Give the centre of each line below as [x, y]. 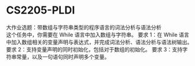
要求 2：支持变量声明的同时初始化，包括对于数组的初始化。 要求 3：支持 [94, 49]
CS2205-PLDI [40, 10]
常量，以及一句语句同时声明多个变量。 [63, 57]
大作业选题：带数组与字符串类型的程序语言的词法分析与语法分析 [84, 27]
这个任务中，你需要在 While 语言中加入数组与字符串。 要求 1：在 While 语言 [98, 34]
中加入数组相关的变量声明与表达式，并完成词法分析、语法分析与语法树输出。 [99, 42]
